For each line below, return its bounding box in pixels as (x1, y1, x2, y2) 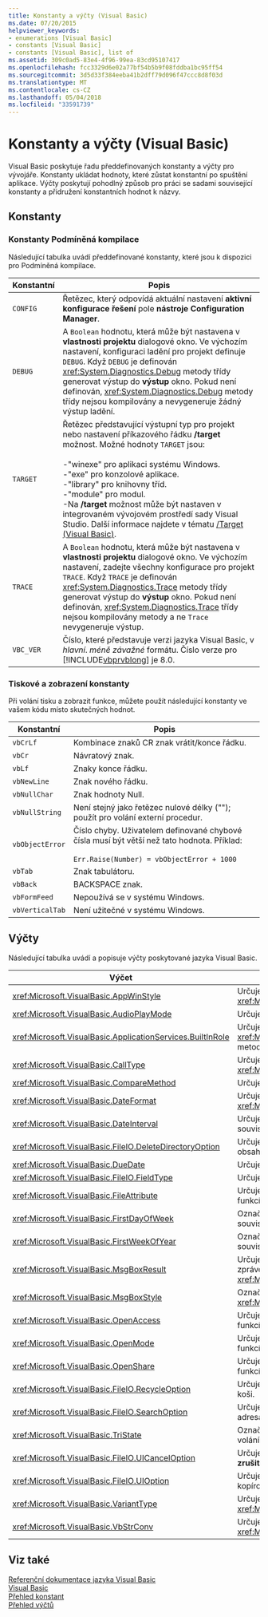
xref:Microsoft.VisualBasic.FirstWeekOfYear (12, 1235, 177, 1247)
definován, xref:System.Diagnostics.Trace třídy (62, 601, 239, 612)
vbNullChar (12, 790, 53, 799)
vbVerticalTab (12, 906, 66, 915)
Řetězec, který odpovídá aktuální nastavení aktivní (62, 293, 252, 304)
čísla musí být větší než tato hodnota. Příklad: (73, 835, 242, 846)
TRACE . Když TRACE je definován (62, 571, 178, 583)
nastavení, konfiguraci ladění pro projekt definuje (62, 346, 246, 357)
